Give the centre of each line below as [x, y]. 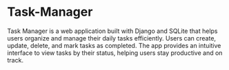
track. [16, 60]
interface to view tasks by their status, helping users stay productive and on [115, 53]
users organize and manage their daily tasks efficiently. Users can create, [111, 38]
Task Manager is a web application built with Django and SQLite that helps [112, 31]
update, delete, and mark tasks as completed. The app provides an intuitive [114, 45]
